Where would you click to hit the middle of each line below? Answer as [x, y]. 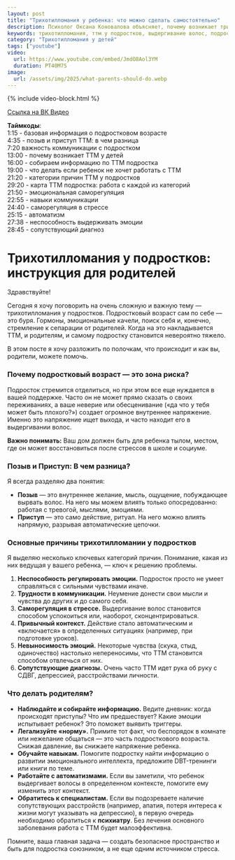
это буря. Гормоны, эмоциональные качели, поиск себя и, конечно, [109, 321]
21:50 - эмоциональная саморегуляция [66, 192]
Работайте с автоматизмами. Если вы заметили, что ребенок [111, 775]
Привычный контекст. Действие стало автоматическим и [105, 624]
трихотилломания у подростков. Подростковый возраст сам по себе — [115, 313]
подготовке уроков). [48, 638]
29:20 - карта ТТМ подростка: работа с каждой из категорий [99, 185]
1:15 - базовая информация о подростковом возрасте [87, 133]
